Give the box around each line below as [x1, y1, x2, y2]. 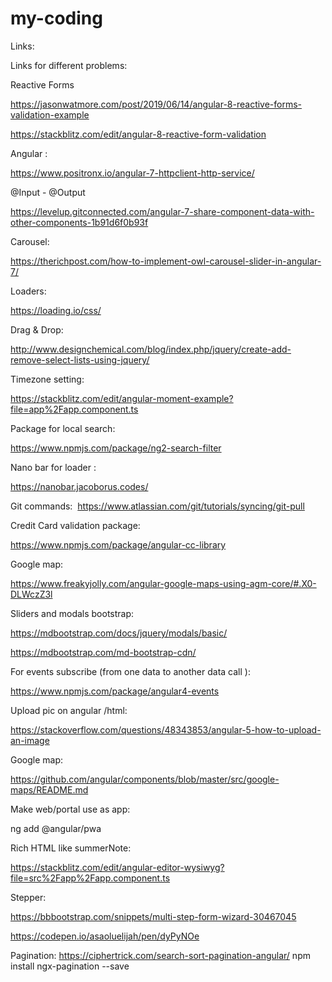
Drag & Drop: [10, 323, 64, 336]
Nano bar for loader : [10, 461, 97, 473]
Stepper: [10, 891, 47, 903]
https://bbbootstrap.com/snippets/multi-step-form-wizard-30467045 [10, 910, 297, 922]
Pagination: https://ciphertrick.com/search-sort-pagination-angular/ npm [10, 949, 311, 961]
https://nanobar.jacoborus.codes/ [10, 480, 149, 492]
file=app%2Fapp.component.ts [10, 403, 139, 415]
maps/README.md [10, 783, 89, 796]
